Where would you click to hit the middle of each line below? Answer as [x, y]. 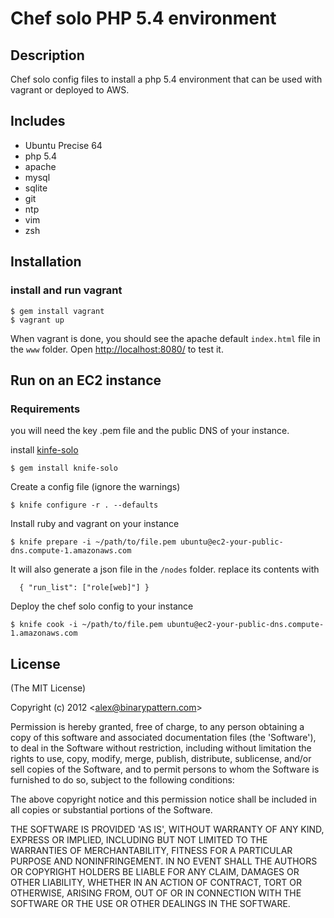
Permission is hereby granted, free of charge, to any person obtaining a [157, 726]
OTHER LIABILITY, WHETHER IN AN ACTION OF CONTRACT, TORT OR [156, 882]
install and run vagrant [66, 290]
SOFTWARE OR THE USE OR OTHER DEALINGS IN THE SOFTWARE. [150, 903]
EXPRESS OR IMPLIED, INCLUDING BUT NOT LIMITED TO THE [139, 840]
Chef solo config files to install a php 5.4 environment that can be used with [166, 79]
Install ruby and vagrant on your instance [95, 524]
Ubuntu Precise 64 [63, 145]
